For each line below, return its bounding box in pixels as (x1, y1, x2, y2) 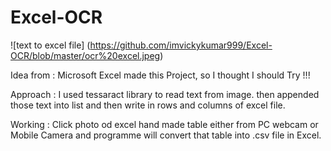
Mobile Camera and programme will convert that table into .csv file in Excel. (10, 129, 322, 141)
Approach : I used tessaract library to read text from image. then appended (10, 88, 320, 100)
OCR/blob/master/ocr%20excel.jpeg (10, 49, 161, 61)
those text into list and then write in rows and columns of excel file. (10, 99, 286, 111)
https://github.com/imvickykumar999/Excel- (89, 39, 273, 51)
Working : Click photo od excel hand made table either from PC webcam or (10, 118, 319, 130)
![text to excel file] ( (10, 39, 91, 51)
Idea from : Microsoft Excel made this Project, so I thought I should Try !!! (10, 69, 311, 81)
